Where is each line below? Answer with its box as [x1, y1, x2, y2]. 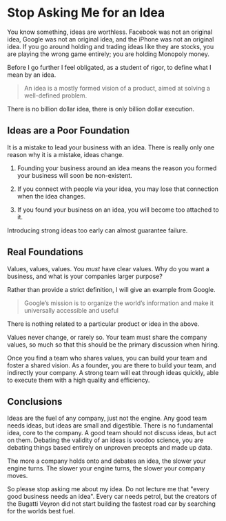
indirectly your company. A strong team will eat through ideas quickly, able [7, 368, 219, 376]
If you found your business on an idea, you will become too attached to [17, 205, 219, 214]
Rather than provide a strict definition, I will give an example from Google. [7, 285, 216, 293]
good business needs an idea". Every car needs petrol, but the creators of [7, 493, 217, 501]
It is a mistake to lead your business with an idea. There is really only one [7, 143, 215, 152]
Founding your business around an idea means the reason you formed [17, 164, 217, 172]
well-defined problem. [23, 91, 88, 100]
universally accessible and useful [23, 306, 119, 314]
